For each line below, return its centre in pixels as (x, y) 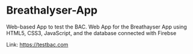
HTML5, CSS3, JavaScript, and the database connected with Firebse (91, 33)
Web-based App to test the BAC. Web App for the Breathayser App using (97, 27)
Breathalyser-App (52, 10)
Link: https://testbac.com (37, 45)
